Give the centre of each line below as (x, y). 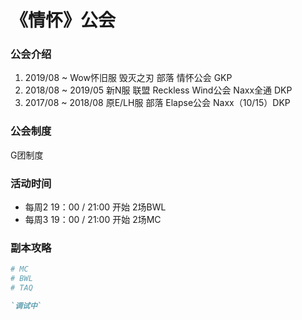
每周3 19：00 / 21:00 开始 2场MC (93, 220)
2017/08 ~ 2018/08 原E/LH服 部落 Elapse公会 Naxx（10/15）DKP (157, 103)
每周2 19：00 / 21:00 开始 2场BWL (95, 207)
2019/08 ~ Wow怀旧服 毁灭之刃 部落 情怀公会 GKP (128, 78)
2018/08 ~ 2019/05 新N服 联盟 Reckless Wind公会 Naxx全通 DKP (158, 90)
